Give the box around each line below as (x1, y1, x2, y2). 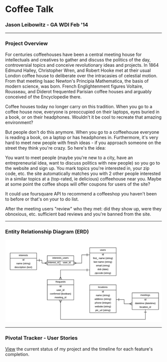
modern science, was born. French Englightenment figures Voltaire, (5, 83, 144, 89)
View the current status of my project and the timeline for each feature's (5, 346, 153, 352)
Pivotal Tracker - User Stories (5, 335, 78, 342)
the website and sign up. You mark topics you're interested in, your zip (5, 165, 150, 171)
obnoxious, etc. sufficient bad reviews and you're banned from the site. (5, 211, 152, 217)
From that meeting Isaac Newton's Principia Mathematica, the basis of (5, 78, 149, 84)
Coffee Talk (5, 3, 54, 15)
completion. (5, 351, 30, 357)
